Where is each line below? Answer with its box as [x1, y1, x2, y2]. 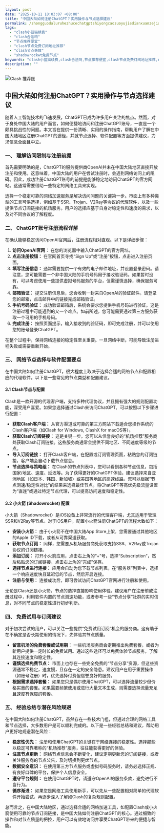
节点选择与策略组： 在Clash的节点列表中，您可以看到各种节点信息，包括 [12, 464, 158, 470]
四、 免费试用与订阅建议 [5, 614, 61, 620]
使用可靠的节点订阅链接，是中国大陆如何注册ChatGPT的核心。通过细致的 [9, 810, 156, 816]
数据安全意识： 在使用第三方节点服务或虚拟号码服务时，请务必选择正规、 [12, 763, 159, 769]
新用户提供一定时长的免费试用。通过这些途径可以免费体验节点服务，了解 [12, 648, 158, 654]
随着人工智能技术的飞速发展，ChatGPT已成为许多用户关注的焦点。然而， [5, 114, 152, 120]
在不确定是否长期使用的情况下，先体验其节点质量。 [5, 631, 108, 638]
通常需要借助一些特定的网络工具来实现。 [18, 183, 99, 189]
